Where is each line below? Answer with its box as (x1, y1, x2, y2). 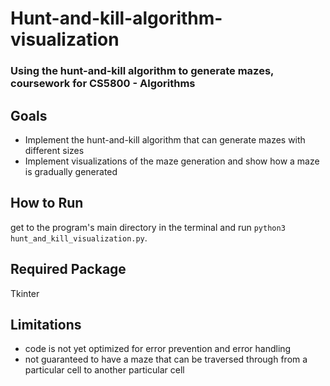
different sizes (24, 144, 85, 156)
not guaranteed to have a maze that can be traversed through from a (24, 353, 308, 366)
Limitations (10, 316, 82, 333)
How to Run (10, 195, 84, 212)
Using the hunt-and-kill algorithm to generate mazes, (10, 64, 274, 78)
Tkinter (10, 287, 40, 299)
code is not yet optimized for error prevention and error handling (24, 343, 292, 355)
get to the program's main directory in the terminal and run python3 (10, 221, 286, 233)
